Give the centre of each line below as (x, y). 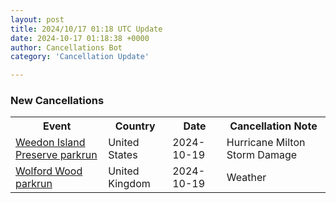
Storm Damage (262, 155)
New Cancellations (57, 101)
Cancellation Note (273, 126)
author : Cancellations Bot (66, 47)
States (123, 155)
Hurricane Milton (266, 143)
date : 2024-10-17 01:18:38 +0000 (80, 38)
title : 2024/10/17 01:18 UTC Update (86, 29)
